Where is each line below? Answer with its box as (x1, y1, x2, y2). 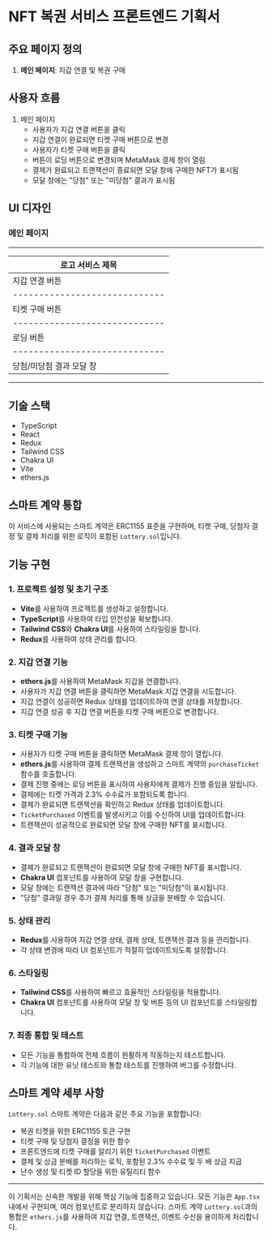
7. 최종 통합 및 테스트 (8, 1030, 84, 1041)
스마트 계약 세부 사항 (8, 1086, 104, 1099)
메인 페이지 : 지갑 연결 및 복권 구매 (19, 66, 126, 75)
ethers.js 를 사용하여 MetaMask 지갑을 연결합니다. (19, 677, 181, 686)
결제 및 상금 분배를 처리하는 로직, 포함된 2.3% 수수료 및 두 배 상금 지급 (19, 1157, 243, 1167)
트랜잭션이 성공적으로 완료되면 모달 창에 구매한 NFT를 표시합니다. (19, 820, 227, 830)
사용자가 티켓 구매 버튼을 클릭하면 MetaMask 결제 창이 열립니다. (19, 749, 224, 759)
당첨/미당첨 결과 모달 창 (12, 360, 97, 372)
